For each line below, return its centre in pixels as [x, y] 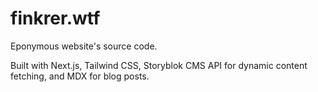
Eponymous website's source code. [84, 46]
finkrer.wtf [55, 18]
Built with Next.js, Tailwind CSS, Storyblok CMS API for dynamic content [159, 65]
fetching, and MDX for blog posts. [80, 76]
